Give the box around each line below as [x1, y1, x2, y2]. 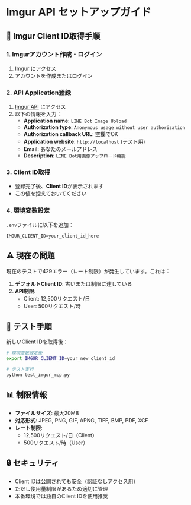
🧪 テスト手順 [6, 321, 52, 332]
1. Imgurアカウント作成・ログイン [6, 50, 102, 58]
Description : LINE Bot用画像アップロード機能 [23, 152, 126, 159]
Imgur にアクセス [14, 65, 57, 72]
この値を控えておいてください [14, 190, 87, 197]
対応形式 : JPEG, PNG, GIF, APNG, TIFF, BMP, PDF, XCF [14, 416, 149, 424]
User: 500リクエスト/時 [23, 302, 81, 310]
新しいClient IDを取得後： [6, 338, 69, 345]
